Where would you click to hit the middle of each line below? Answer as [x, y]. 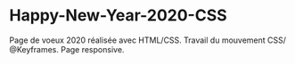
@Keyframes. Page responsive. [67, 49]
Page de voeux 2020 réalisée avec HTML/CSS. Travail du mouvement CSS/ [148, 40]
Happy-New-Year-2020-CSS [118, 16]
